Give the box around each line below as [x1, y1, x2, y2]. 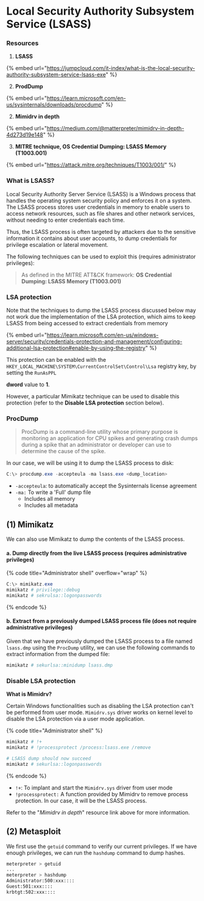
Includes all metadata [24, 501, 78, 509]
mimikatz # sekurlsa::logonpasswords [6, 761, 102, 767]
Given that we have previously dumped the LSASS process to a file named [6, 638, 193, 645]
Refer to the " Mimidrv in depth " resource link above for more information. [6, 808, 190, 816]
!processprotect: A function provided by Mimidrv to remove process [15, 790, 189, 797]
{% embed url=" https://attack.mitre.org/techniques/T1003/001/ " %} [6, 161, 177, 169]
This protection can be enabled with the [6, 356, 107, 364]
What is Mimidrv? [6, 690, 52, 698]
